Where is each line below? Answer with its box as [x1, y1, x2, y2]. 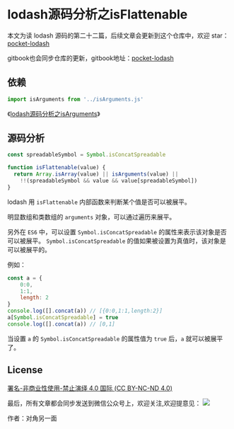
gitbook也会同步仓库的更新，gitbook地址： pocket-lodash [7, 54, 175, 62]
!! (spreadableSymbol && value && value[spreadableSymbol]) [20, 178, 198, 185]
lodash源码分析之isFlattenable [7, 6, 188, 23]
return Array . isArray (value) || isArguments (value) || [13, 171, 179, 178]
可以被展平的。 [7, 245, 51, 253]
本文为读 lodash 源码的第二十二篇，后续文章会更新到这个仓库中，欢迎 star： [7, 31, 229, 40]
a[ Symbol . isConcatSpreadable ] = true [7, 314, 119, 321]
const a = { [7, 274, 42, 282]
